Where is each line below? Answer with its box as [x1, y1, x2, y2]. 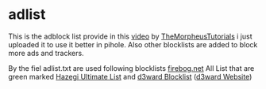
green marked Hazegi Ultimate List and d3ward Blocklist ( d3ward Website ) [8, 72, 253, 81]
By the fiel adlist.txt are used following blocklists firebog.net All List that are [8, 63, 255, 72]
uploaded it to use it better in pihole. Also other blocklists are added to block [8, 39, 258, 49]
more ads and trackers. [8, 48, 85, 57]
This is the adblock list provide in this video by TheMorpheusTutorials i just [8, 32, 253, 41]
